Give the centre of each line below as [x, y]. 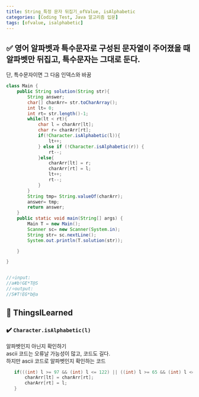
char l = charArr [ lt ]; [66, 125]
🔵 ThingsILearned [39, 313]
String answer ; [46, 97]
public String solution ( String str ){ [63, 92]
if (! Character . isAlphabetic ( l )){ [79, 136]
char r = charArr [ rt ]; [65, 130]
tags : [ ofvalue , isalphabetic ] [45, 23]
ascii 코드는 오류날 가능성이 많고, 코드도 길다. [58, 353]
